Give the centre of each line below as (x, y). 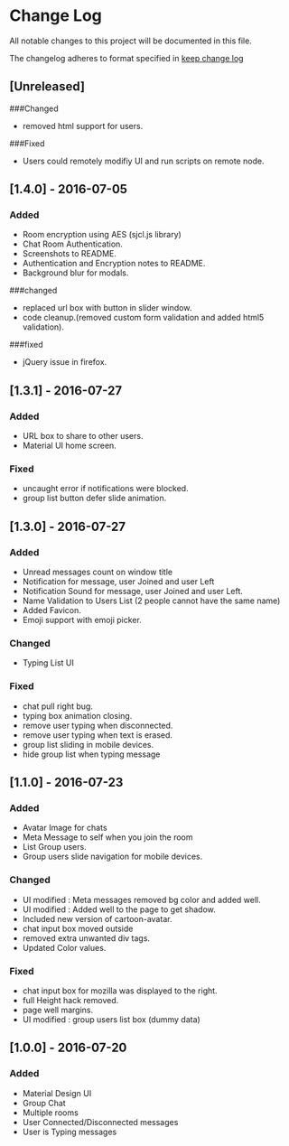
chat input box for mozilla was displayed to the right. (120, 991)
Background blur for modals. (75, 273)
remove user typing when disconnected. (98, 725)
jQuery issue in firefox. (65, 362)
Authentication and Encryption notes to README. (114, 264)
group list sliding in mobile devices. (88, 744)
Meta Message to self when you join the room (107, 837)
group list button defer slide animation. (94, 498)
